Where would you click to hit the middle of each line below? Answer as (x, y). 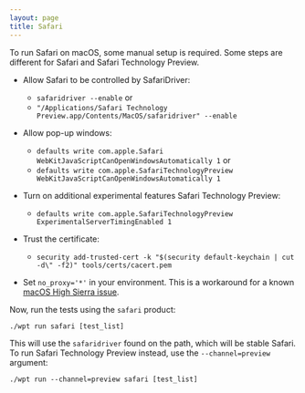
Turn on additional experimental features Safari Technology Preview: (152, 195)
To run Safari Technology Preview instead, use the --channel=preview (140, 353)
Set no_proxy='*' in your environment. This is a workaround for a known (158, 282)
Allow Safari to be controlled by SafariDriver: (106, 79)
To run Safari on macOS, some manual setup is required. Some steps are (146, 52)
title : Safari (37, 26)
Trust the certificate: (61, 239)
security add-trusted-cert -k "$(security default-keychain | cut (165, 257)
